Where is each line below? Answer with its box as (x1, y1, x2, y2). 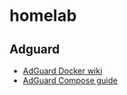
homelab (9, 5, 77, 26)
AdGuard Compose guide (22, 75, 118, 86)
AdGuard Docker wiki (22, 65, 103, 76)
